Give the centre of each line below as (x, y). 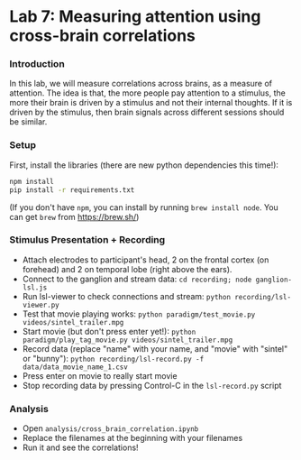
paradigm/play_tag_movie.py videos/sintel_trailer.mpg (128, 340)
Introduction (37, 64)
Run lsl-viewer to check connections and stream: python (127, 296)
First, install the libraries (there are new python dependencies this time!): (144, 165)
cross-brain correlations (103, 36)
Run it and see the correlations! (80, 447)
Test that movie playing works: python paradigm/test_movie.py (139, 314)
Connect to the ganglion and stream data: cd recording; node (137, 279)
